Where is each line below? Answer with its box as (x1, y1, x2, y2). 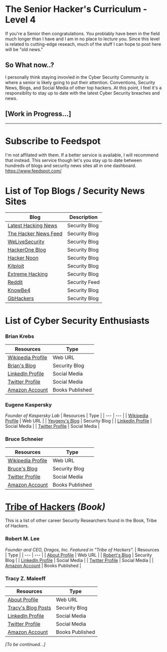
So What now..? (5, 61, 55, 69)
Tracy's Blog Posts (7, 604, 51, 611)
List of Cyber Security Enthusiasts (5, 315, 150, 326)
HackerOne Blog (7, 247, 46, 254)
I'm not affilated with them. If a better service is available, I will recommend (5, 152, 159, 158)
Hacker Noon (7, 255, 39, 261)
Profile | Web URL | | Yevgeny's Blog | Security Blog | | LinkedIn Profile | (5, 418, 152, 424)
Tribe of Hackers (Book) (5, 501, 105, 513)
